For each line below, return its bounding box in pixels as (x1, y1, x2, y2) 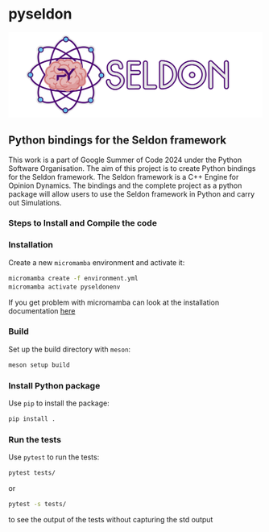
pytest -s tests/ (8, 501, 67, 509)
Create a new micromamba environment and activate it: (8, 257, 185, 267)
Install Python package (8, 380, 101, 391)
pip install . (8, 414, 56, 423)
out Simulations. (8, 197, 62, 207)
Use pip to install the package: (8, 398, 110, 408)
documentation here (8, 305, 76, 315)
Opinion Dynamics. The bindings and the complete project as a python (8, 181, 242, 190)
